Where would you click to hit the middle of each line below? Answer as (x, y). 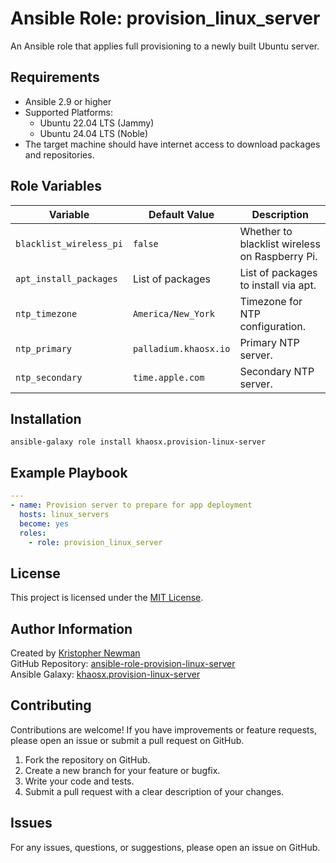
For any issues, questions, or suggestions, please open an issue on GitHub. (165, 847)
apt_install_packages (66, 278)
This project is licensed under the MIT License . (107, 598)
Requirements (55, 77)
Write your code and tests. (79, 781)
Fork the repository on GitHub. (87, 759)
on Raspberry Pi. (278, 256)
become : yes (44, 523)
